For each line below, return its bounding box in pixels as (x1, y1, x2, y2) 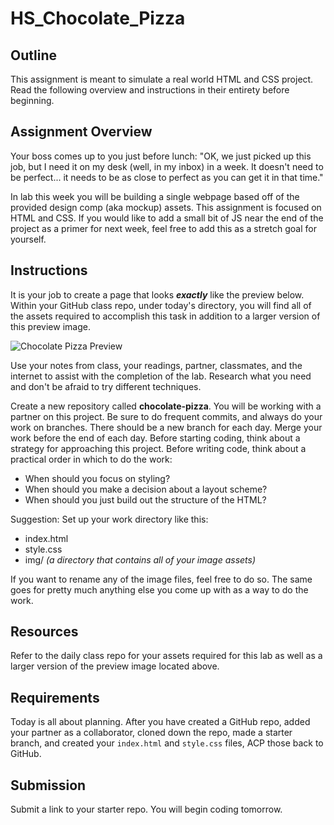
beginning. (10, 95, 55, 106)
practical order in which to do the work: (10, 453, 173, 465)
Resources (10, 623, 79, 641)
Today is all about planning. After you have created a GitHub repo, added (10, 716, 311, 728)
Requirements (10, 689, 100, 706)
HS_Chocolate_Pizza (10, 7, 186, 30)
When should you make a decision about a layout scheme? (24, 483, 268, 495)
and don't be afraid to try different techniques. (10, 380, 202, 392)
